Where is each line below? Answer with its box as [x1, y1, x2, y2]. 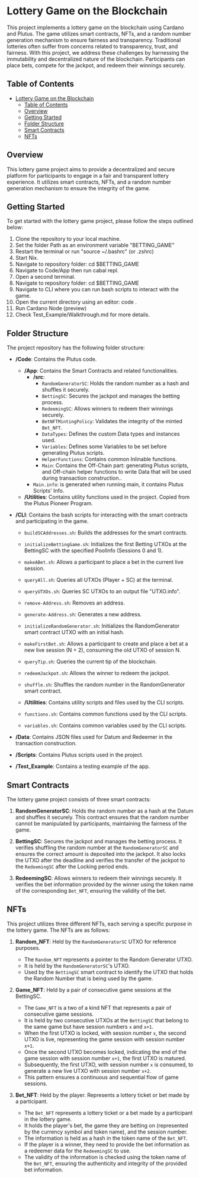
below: [7, 224, 23, 231]
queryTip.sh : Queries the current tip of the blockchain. [24, 658, 157, 665]
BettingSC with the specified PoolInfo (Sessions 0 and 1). [24, 547, 163, 554]
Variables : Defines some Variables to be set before [41, 443, 167, 450]
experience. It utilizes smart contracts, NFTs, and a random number [7, 178, 171, 185]
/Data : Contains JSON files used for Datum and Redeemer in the [15, 733, 173, 741]
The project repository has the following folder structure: [7, 344, 145, 351]
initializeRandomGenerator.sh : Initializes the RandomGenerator [24, 622, 180, 629]
